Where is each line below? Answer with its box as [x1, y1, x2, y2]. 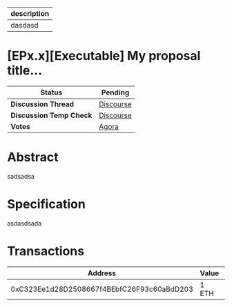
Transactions [7, 244, 85, 259]
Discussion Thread [10, 99, 75, 109]
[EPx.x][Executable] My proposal [7, 48, 201, 64]
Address [87, 268, 116, 278]
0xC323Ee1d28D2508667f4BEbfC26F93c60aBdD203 [10, 284, 193, 294]
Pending [101, 88, 130, 97]
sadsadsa [7, 172, 35, 180]
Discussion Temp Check [10, 110, 93, 120]
